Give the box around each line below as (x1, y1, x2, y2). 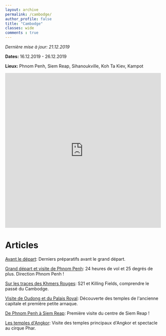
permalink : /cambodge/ (5, 12, 52, 17)
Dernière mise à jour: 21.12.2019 (5, 44, 70, 50)
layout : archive (5, 7, 39, 12)
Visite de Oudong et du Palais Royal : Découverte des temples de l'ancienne (5, 295, 159, 301)
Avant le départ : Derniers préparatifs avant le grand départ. (5, 256, 126, 262)
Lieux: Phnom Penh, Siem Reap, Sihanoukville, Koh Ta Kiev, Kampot (5, 63, 144, 69)
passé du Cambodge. (5, 285, 49, 291)
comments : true (5, 30, 39, 35)
